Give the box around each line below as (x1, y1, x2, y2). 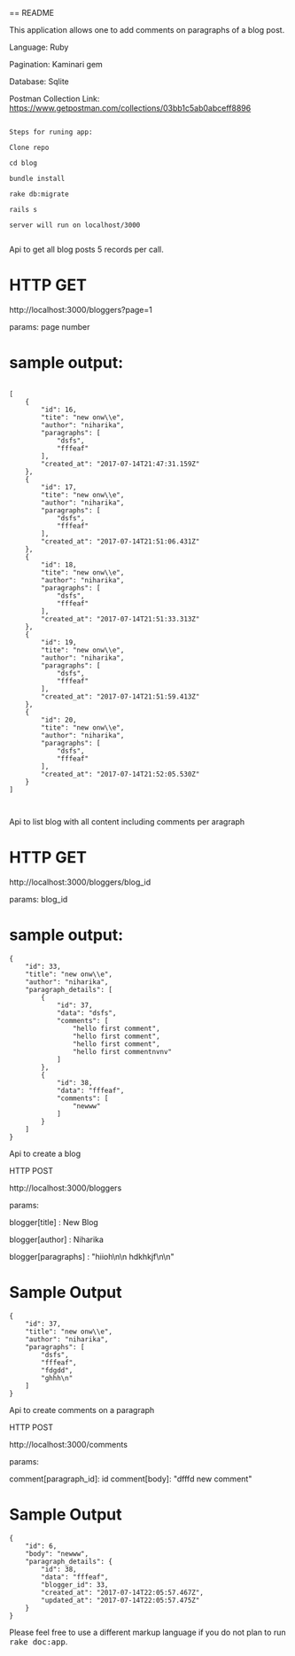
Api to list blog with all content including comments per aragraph (9, 816, 245, 827)
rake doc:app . (9, 1636, 68, 1647)
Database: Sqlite (9, 76, 69, 87)
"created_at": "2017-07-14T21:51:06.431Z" (41, 536, 200, 546)
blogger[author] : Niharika (9, 1234, 105, 1245)
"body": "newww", (25, 1549, 89, 1558)
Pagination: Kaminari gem (9, 59, 104, 69)
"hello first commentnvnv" (72, 1047, 173, 1056)
